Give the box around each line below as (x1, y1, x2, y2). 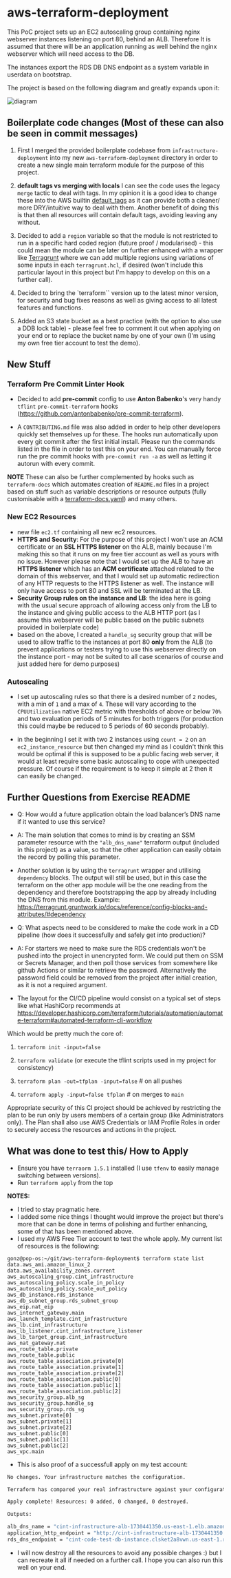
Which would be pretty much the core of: (7, 1029, 124, 1038)
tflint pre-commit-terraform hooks (16, 402, 118, 411)
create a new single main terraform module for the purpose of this (16, 161, 205, 169)
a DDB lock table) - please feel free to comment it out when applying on (16, 324, 221, 332)
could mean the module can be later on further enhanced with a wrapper (16, 246, 223, 254)
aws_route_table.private (7, 1346, 78, 1353)
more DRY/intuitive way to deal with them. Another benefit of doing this (16, 203, 219, 212)
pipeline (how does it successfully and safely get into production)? (16, 931, 206, 939)
